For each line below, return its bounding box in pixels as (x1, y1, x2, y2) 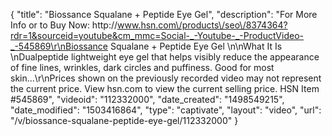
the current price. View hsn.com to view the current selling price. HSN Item (10, 83, 320, 94)
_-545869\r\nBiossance (10, 40, 109, 52)
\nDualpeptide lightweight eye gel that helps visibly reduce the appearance (10, 51, 320, 63)
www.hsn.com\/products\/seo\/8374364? (117, 19, 288, 31)
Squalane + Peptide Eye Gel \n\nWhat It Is (109, 40, 283, 52)
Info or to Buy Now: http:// (10, 19, 118, 31)
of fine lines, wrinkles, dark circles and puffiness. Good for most (10, 62, 275, 73)
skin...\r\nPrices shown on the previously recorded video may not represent (10, 72, 322, 84)
